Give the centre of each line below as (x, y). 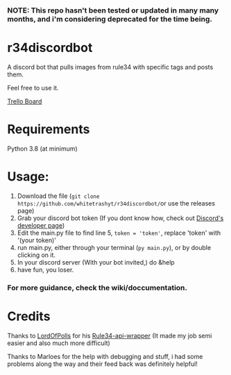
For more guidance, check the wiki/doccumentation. (97, 287)
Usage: (28, 176)
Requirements (49, 130)
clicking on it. (36, 255)
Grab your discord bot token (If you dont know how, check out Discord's (120, 218)
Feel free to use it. (33, 87)
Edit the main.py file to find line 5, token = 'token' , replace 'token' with (119, 233)
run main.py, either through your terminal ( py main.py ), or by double (114, 247)
